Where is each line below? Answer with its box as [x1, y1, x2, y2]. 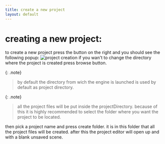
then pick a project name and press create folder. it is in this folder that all [5, 124, 155, 130]
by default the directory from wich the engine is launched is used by [17, 79, 157, 85]
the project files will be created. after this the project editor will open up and [5, 129, 160, 135]
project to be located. [17, 114, 61, 120]
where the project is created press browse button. [5, 60, 107, 66]
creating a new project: [5, 33, 102, 45]
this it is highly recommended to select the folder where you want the [17, 109, 159, 115]
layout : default [5, 12, 39, 17]
